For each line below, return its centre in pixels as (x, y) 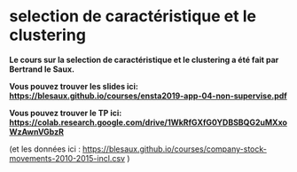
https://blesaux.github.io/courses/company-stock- (175, 149)
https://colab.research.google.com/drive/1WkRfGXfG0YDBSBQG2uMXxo (148, 122)
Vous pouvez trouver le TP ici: (66, 113)
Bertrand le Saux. (42, 69)
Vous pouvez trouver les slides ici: (74, 86)
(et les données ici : (45, 149)
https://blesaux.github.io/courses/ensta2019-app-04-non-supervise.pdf (148, 96)
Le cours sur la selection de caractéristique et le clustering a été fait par (144, 59)
